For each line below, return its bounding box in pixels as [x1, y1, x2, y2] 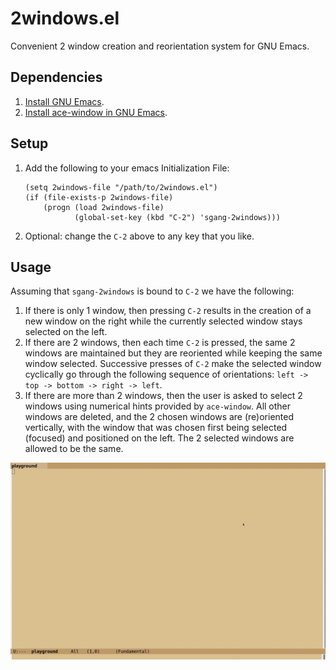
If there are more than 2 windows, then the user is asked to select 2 [24, 390, 303, 402]
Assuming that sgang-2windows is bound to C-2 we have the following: [10, 285, 295, 297]
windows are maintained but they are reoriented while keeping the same [24, 347, 323, 359]
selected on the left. [24, 326, 108, 338]
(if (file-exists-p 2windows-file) [24, 192, 174, 202]
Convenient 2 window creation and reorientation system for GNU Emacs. [10, 40, 310, 52]
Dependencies [10, 69, 103, 86]
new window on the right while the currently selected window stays [24, 315, 303, 327]
